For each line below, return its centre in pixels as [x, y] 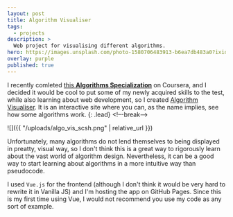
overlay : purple [31, 59]
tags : [15, 26]
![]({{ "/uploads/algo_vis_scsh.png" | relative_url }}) [80, 128]
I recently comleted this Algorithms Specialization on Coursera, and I [107, 85]
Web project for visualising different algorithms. [90, 46]
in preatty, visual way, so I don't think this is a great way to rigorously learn [114, 148]
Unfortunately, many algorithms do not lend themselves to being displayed [113, 141]
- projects [29, 33]
